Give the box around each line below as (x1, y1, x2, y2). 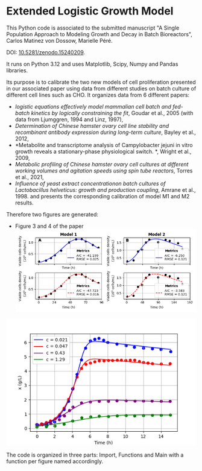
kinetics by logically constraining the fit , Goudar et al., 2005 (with (31, 109, 194, 116)
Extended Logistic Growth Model (6, 4, 174, 18)
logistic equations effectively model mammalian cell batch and (14, 103, 172, 110)
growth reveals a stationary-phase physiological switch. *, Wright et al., (14, 148, 192, 155)
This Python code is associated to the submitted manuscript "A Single (6, 24, 180, 31)
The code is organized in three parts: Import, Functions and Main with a (6, 451, 184, 458)
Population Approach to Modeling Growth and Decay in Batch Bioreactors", (6, 30, 193, 37)
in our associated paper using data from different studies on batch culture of (6, 84, 197, 92)
